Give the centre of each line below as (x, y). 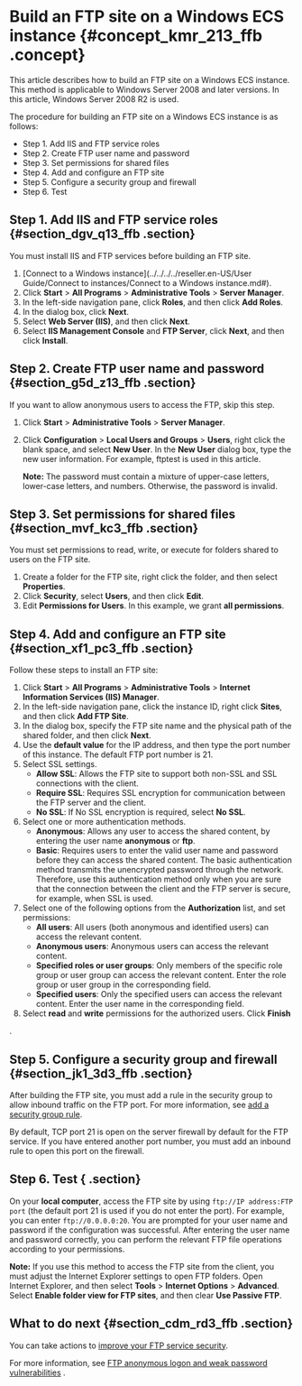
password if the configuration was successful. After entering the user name (150, 1230)
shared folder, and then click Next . (87, 735)
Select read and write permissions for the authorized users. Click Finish (156, 1013)
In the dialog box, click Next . (75, 311)
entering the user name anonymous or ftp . (115, 841)
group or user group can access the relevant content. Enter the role (161, 975)
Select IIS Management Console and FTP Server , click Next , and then (153, 330)
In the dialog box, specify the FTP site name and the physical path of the (157, 726)
